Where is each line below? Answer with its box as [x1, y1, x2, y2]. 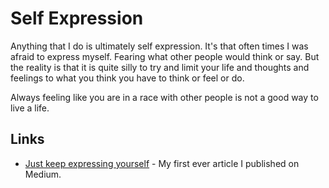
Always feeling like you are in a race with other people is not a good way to [10, 91, 319, 103]
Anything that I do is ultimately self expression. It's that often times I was [10, 40, 309, 52]
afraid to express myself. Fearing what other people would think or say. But [10, 50, 320, 62]
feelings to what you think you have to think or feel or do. [10, 72, 245, 84]
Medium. [24, 168, 62, 180]
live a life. [10, 102, 50, 114]
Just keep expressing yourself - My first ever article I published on [24, 157, 300, 169]
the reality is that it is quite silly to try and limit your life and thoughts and [10, 61, 310, 73]
